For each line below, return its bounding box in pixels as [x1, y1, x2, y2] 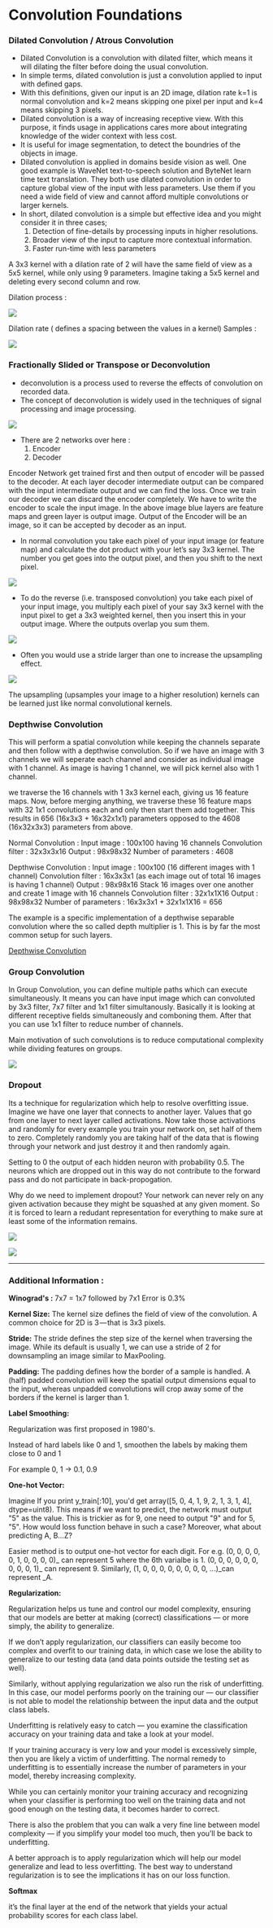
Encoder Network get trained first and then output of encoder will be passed [8, 468, 265, 478]
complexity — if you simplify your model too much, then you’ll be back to [8, 1828, 253, 1838]
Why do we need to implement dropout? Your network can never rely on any [8, 1190, 264, 1199]
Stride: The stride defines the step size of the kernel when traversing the [8, 1333, 253, 1343]
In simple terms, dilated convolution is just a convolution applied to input [19, 71, 262, 81]
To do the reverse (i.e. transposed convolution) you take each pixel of [19, 592, 253, 602]
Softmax [8, 1886, 38, 1895]
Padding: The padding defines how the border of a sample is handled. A [8, 1367, 251, 1376]
